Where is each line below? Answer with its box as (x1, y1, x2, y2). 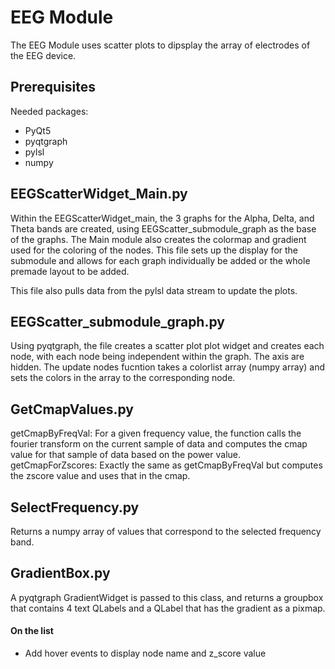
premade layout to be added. (10, 265, 130, 277)
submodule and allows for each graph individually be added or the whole (10, 254, 311, 266)
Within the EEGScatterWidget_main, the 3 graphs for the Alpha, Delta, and (10, 212, 315, 224)
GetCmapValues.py (10, 401, 134, 418)
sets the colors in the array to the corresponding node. (10, 372, 236, 384)
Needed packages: (10, 105, 89, 117)
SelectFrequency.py (10, 499, 140, 516)
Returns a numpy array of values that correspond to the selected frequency (10, 526, 322, 537)
